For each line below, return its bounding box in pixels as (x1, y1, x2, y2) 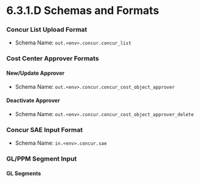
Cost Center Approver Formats (6, 54, 99, 63)
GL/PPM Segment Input (6, 154, 77, 163)
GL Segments (6, 170, 41, 177)
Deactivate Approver (6, 97, 60, 104)
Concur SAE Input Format (6, 125, 83, 134)
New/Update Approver (6, 69, 65, 77)
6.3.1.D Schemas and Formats (6, 4, 159, 18)
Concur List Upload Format (6, 26, 88, 34)
